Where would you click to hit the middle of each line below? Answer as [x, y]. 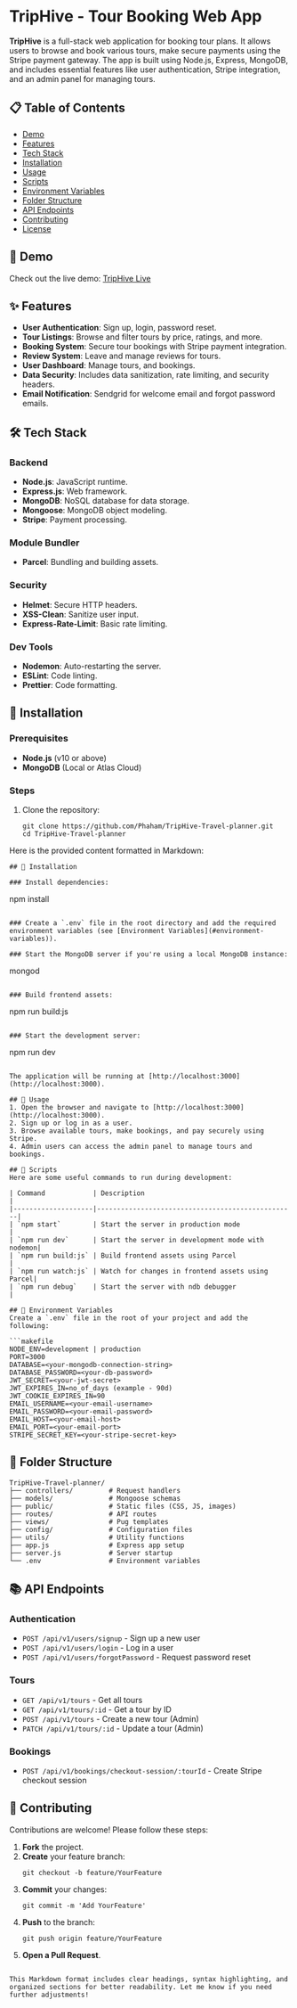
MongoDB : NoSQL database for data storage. [105, 501]
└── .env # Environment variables [105, 1561]
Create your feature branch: [74, 1856]
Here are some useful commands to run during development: [121, 1177]
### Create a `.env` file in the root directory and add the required [143, 923]
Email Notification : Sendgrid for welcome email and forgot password [148, 394]
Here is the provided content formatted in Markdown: [107, 850]
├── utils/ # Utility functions [97, 1537]
